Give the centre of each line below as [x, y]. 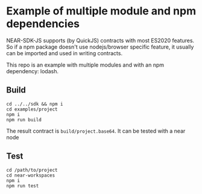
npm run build [24, 120]
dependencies [43, 24]
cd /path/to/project [32, 170]
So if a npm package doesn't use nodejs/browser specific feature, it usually [100, 47]
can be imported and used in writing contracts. [64, 53]
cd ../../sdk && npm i [35, 104]
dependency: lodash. [33, 71]
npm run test [23, 186]
